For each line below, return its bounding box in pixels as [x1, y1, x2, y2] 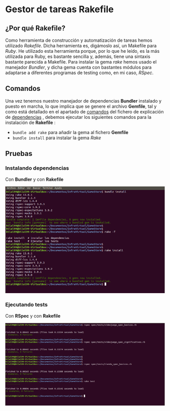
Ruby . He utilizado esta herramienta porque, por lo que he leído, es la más [5, 48, 160, 54]
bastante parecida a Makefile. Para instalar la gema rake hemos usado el [5, 59, 157, 65]
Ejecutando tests [5, 301, 48, 308]
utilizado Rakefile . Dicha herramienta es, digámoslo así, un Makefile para [5, 43, 157, 49]
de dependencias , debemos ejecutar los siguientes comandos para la [5, 114, 152, 120]
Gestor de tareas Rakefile [5, 4, 114, 15]
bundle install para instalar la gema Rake [12, 135, 101, 141]
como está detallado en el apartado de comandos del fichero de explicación [5, 108, 164, 115]
